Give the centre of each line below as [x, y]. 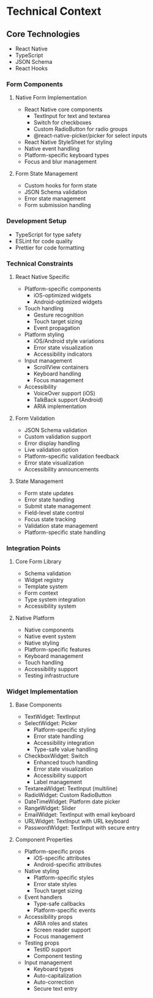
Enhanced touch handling [66, 763]
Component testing [58, 956]
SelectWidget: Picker [51, 723]
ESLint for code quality [44, 241]
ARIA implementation [60, 406]
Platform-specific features [57, 650]
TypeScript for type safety [48, 234]
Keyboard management [54, 656]
